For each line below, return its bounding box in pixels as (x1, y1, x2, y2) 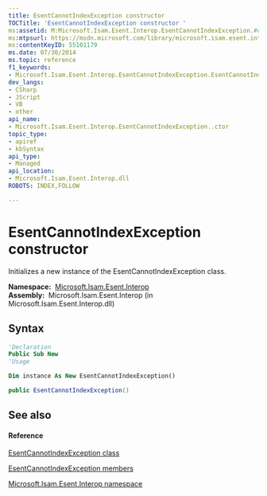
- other (8, 108, 34, 116)
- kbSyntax (8, 145, 44, 153)
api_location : (8, 167, 56, 175)
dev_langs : (8, 78, 44, 86)
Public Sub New (8, 350, 59, 358)
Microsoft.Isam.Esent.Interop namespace (8, 479, 143, 489)
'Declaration (8, 343, 52, 351)
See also (8, 408, 52, 422)
